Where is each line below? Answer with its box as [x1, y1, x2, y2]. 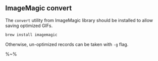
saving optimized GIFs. [5, 22, 53, 28]
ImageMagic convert [5, 4, 72, 12]
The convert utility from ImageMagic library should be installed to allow [5, 17, 153, 23]
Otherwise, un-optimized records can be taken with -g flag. [5, 41, 129, 47]
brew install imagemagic [5, 32, 58, 37]
